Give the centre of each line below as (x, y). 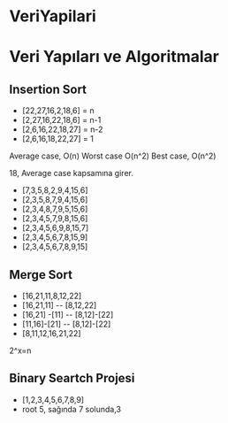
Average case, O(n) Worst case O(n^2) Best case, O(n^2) (113, 156)
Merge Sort (41, 275)
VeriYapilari (53, 16)
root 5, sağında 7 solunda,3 (72, 409)
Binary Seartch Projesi (72, 378)
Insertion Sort (48, 89)
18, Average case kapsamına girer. (72, 173)
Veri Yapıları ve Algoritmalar (114, 57)
